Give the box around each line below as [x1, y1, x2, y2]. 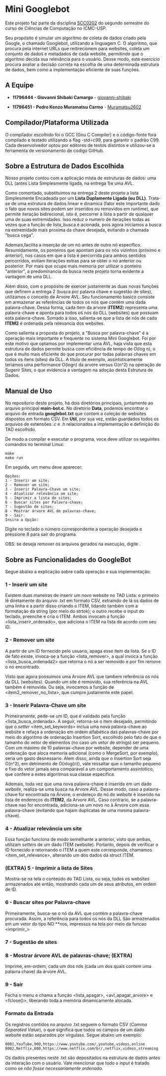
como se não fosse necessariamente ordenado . [5, 1065, 103, 1071]
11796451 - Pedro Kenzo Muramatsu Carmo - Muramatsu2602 [12, 104, 142, 110]
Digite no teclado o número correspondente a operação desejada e [5, 526, 142, 532]
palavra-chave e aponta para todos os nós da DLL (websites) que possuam [5, 310, 159, 316]
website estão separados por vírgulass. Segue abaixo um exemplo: [5, 1032, 142, 1038]
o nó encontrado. [5, 664, 41, 670]
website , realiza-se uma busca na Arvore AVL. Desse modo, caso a [5, 786, 143, 792]
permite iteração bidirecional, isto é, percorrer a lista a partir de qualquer [5, 211, 154, 217]
